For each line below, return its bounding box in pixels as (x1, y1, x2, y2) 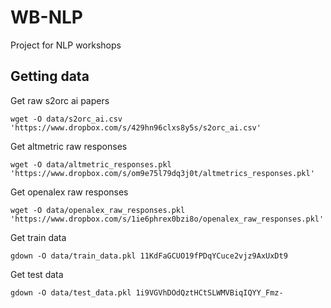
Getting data (10, 68, 90, 85)
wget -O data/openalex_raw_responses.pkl (10, 205, 186, 215)
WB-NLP (10, 6, 83, 29)
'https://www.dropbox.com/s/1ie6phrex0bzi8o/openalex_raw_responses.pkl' (10, 214, 325, 224)
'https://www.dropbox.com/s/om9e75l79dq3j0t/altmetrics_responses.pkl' (10, 168, 315, 178)
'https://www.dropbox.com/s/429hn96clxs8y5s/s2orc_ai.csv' (10, 122, 262, 133)
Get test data (10, 268, 64, 280)
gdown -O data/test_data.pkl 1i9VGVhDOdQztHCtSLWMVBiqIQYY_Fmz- (10, 287, 284, 298)
